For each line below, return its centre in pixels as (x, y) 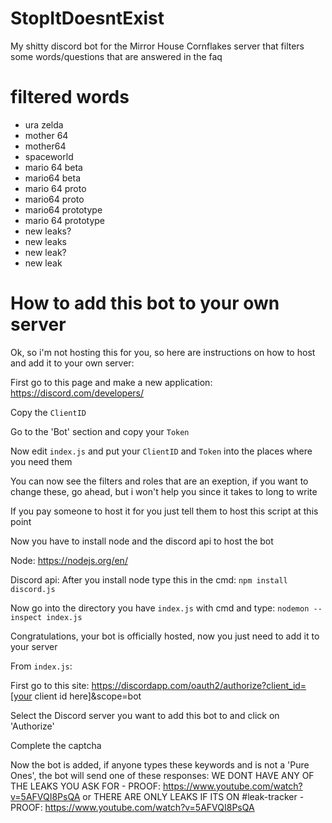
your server (34, 646)
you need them (41, 461)
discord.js (33, 589)
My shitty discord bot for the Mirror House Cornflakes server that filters (157, 46)
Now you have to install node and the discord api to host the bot (142, 541)
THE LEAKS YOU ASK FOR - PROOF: (86, 786)
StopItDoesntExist (87, 18)
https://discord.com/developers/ (77, 393)
